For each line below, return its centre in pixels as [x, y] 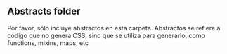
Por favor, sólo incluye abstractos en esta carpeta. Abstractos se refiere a [114, 28]
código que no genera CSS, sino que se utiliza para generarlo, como [106, 35]
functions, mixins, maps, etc [48, 43]
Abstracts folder [44, 11]
